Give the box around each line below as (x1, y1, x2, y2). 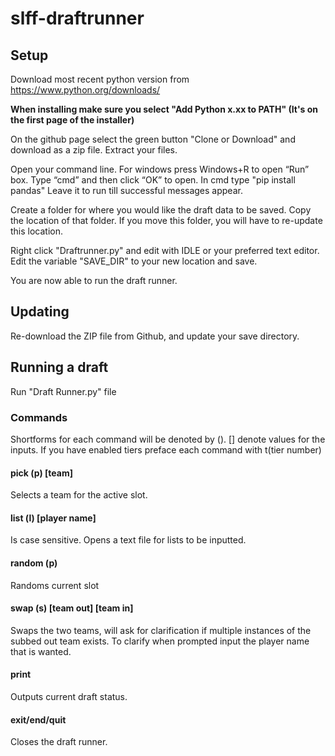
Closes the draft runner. (10, 736, 108, 748)
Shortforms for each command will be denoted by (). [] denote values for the (10, 433, 326, 445)
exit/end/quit (10, 713, 67, 726)
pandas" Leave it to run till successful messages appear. (10, 185, 243, 196)
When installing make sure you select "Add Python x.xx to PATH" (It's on (10, 103, 319, 115)
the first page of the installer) (10, 114, 135, 126)
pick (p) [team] (10, 467, 73, 479)
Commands (10, 410, 68, 424)
